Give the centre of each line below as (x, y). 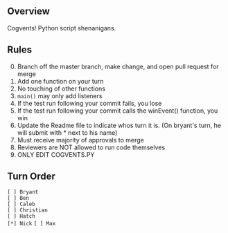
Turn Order (31, 177)
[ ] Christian (28, 210)
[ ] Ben (18, 198)
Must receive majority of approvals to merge (80, 140)
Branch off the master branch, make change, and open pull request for (118, 66)
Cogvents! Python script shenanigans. (62, 28)
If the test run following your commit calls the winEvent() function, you (117, 111)
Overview (29, 11)
